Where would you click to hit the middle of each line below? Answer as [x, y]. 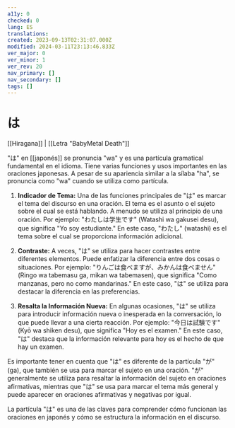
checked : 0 [23, 21]
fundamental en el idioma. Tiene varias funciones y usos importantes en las [117, 166]
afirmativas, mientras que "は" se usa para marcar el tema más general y [113, 387]
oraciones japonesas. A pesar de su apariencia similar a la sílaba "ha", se [114, 173]
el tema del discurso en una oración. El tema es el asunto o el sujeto [116, 204]
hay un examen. [41, 347]
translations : [28, 34]
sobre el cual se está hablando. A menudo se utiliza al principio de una [120, 211]
